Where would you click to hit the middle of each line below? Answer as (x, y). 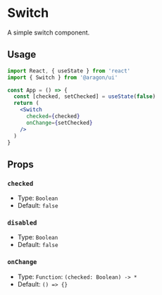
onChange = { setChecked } (59, 123)
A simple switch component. (49, 32)
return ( (26, 103)
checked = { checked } (53, 116)
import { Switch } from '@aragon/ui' (63, 77)
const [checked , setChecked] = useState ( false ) (85, 96)
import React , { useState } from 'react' (69, 71)
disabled (22, 222)
